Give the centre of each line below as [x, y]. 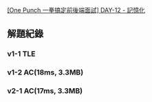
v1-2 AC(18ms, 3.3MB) [45, 72]
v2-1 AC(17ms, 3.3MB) [45, 91]
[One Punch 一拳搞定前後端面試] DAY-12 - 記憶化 [76, 10]
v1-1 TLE [21, 54]
